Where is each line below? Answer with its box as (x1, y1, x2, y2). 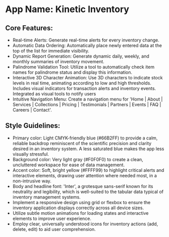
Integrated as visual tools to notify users (12, 91, 96, 97)
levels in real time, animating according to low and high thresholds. (12, 80, 151, 86)
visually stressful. (12, 151, 49, 157)
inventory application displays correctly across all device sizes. (12, 205, 144, 211)
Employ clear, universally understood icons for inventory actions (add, (12, 221, 158, 227)
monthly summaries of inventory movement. (12, 59, 104, 64)
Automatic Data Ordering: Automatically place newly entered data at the (12, 42, 162, 49)
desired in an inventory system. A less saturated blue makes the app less (12, 146, 164, 152)
